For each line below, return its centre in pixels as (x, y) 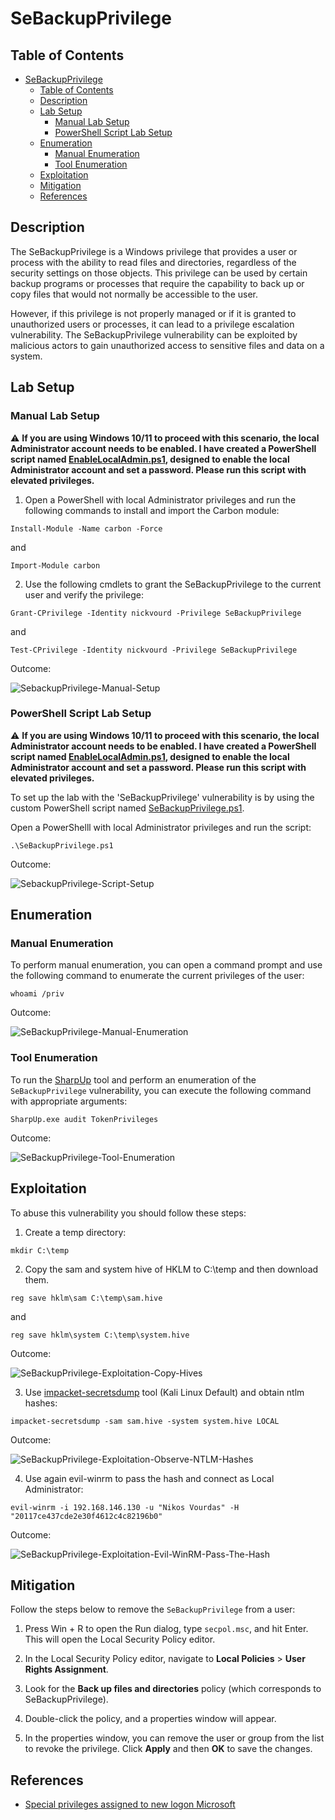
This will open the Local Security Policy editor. (120, 1639)
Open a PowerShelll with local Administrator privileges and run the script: (161, 827)
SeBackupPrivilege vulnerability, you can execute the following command (161, 1090)
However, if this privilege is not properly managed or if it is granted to (153, 313)
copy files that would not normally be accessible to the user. (134, 294)
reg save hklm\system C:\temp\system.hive (100, 1335)
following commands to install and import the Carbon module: (152, 510)
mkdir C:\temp (40, 1250)
